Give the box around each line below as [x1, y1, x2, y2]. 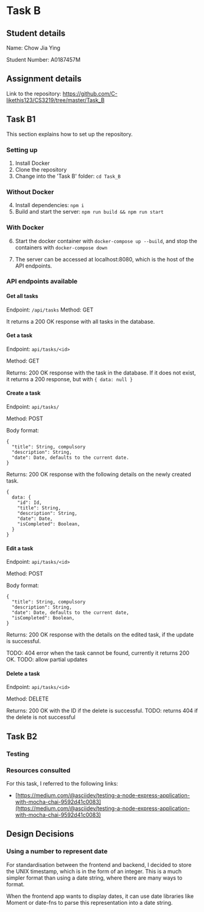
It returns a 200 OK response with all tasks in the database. [6, 318, 155, 325]
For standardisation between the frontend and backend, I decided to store [6, 861, 192, 868]
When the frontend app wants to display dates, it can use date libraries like [6, 892, 194, 900]
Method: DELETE [6, 695, 49, 702]
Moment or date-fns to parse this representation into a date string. [6, 899, 173, 906]
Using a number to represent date [6, 847, 108, 856]
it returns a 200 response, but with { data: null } [6, 375, 133, 382]
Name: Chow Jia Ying [6, 44, 61, 51]
